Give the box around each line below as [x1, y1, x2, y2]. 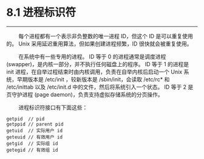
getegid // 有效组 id [6, 147, 58, 153]
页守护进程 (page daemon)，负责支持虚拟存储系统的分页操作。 [6, 90, 163, 98]
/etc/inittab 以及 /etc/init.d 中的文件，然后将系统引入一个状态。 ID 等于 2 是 [6, 83, 194, 90]
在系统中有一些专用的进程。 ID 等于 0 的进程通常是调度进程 [18, 53, 166, 60]
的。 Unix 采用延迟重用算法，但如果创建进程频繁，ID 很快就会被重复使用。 [6, 40, 192, 47]
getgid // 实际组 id [6, 140, 58, 146]
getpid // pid [6, 116, 45, 122]
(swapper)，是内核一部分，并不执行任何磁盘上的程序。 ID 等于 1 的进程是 [6, 60, 189, 67]
